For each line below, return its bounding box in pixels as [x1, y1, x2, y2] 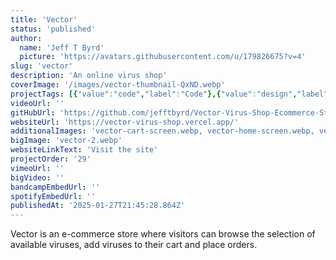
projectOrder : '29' [10, 154, 92, 164]
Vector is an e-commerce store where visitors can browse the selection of [10, 228, 316, 240]
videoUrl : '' [10, 98, 65, 108]
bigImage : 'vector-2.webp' [10, 136, 123, 146]
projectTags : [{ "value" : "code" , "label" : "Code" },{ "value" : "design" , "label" [10, 89, 329, 99]
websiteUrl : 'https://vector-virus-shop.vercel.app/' [10, 117, 240, 127]
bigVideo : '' [10, 172, 65, 183]
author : [10, 33, 43, 43]
